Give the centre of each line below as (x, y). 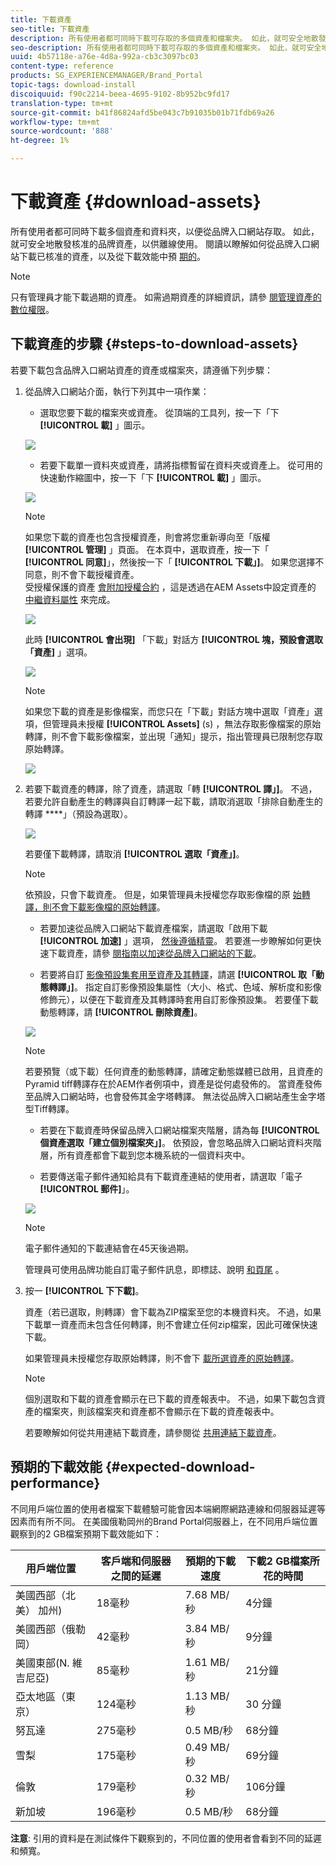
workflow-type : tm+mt (55, 122)
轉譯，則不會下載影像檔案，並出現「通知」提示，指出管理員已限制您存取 (173, 736)
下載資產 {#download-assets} (136, 202)
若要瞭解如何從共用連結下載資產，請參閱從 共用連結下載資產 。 (153, 1432)
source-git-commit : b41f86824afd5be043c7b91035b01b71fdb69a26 (142, 112)
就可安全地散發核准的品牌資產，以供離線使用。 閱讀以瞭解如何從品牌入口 (160, 243)
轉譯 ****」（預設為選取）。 (78, 813)
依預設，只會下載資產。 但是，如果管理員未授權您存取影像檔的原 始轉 (167, 894)
